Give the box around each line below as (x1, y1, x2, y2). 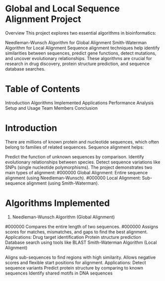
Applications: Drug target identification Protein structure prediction (5, 234, 141, 240)
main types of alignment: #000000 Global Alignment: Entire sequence (5, 169, 148, 175)
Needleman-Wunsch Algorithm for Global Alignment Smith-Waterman (5, 39, 147, 45)
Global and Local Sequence (5, 3, 120, 14)
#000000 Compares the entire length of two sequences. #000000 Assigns (5, 223, 159, 229)
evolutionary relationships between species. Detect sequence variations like (5, 159, 161, 165)
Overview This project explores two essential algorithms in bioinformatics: (5, 30, 157, 36)
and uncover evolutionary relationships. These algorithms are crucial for (5, 55, 152, 61)
